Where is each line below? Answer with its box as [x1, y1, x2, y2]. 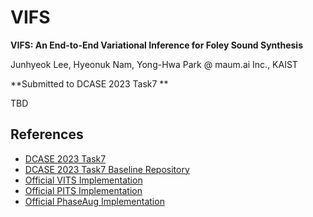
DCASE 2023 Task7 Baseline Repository [24, 163, 190, 175]
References [10, 126, 84, 143]
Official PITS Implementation [24, 184, 143, 196]
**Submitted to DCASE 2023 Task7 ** [10, 77, 169, 90]
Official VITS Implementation [24, 174, 143, 186]
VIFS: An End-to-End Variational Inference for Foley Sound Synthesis [10, 39, 304, 51]
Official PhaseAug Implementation [24, 195, 165, 207]
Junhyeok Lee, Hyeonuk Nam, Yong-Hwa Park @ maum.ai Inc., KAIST [10, 58, 298, 70]
